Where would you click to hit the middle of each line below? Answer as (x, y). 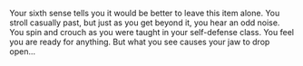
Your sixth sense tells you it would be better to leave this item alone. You (145, 13)
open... (23, 52)
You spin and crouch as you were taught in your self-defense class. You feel (152, 32)
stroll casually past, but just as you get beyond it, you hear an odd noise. (145, 23)
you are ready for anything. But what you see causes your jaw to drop (140, 42)
